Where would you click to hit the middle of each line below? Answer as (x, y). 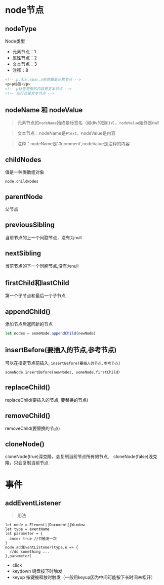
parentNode (24, 196)
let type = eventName (27, 529)
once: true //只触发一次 (33, 539)
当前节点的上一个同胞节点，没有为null (43, 237)
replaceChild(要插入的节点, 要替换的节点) (47, 400)
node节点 (24, 10)
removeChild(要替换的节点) (33, 428)
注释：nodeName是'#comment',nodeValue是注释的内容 (73, 144)
